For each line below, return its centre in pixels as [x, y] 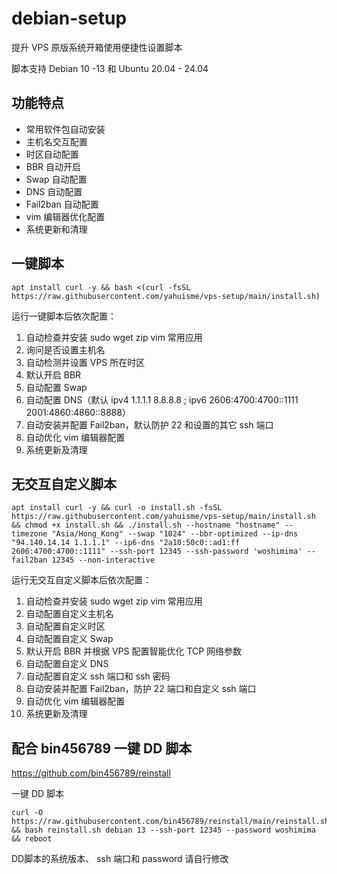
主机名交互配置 [56, 141]
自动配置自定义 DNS [67, 664]
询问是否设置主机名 [65, 349]
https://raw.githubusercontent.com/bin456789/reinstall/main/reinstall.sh [170, 822]
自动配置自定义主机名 [69, 614]
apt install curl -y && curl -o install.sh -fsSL [117, 508]
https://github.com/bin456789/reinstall [91, 773]
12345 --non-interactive [103, 560]
